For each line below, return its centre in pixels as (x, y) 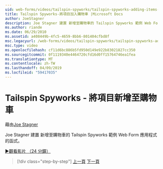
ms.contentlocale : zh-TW (30, 63)
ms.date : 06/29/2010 (26, 32)
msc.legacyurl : (20, 41)
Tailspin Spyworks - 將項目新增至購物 (81, 98)
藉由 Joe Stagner (22, 124)
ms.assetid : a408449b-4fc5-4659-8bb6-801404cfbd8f (57, 37)
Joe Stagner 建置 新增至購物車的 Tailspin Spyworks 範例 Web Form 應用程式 (81, 135)
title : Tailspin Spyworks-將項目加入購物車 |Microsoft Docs (64, 14)
